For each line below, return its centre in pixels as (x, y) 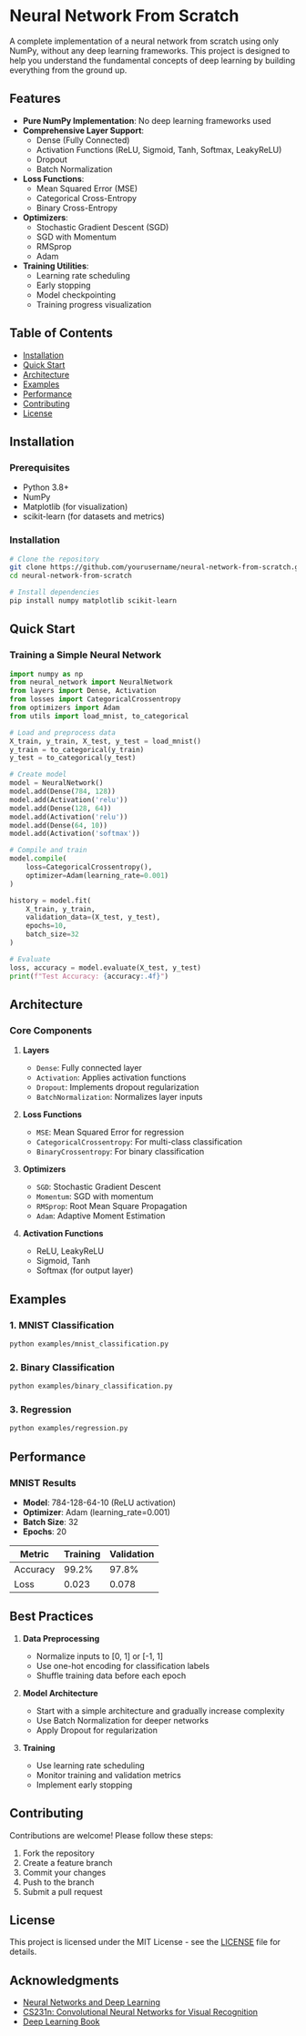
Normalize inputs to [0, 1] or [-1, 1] (100, 1656)
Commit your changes (64, 1872)
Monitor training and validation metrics (109, 1775)
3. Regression (41, 1410)
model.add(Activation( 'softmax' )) (75, 834)
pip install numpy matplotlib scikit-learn (93, 601)
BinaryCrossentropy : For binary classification (120, 1152)
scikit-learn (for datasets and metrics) (94, 516)
